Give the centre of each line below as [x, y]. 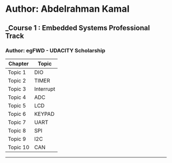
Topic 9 [17, 139]
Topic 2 [17, 80]
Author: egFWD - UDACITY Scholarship [55, 50]
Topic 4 [17, 97]
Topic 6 [17, 114]
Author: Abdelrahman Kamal [67, 9]
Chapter [19, 64]
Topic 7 [17, 122]
